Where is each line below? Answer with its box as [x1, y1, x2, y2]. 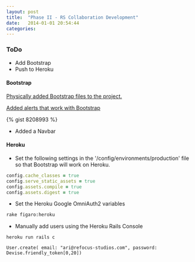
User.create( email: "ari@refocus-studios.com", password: [6, 245, 158, 251]
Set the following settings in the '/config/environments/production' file [14, 154, 190, 162]
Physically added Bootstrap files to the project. [6, 93, 122, 100]
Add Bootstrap [14, 59, 51, 66]
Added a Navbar [14, 127, 56, 135]
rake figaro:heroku [6, 212, 55, 218]
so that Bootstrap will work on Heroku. [14, 160, 110, 168]
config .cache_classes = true [6, 172, 79, 178]
